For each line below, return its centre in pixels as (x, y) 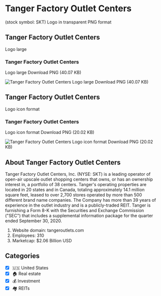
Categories (23, 256)
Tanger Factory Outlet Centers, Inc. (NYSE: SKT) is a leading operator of (78, 174)
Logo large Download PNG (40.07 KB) (43, 73)
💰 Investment (26, 281)
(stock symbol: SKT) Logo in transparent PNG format (58, 22)
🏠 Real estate (26, 274)
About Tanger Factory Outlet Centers (63, 162)
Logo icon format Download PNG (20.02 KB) (50, 132)
